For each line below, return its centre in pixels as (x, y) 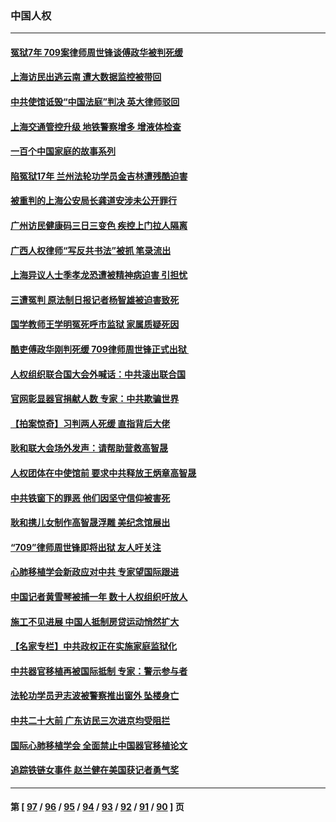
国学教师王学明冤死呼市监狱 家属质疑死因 (95, 324)
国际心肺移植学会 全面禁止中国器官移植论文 (99, 745)
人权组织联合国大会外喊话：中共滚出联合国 (98, 374)
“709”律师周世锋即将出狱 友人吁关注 (86, 547)
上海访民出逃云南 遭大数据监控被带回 (86, 77)
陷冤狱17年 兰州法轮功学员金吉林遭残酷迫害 (99, 176)
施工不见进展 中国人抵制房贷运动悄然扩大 (95, 621)
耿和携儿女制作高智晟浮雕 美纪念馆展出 (90, 523)
